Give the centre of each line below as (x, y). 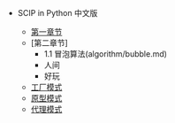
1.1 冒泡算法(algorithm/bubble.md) (106, 54)
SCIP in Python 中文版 (57, 13)
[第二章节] (49, 43)
